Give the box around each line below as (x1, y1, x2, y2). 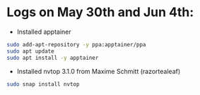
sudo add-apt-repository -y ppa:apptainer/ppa (6, 41, 146, 48)
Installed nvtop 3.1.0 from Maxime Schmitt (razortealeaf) (16, 67, 181, 75)
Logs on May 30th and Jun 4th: (6, 4, 194, 20)
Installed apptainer (16, 27, 71, 36)
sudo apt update (6, 47, 54, 55)
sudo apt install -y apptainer (6, 54, 99, 61)
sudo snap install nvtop (6, 80, 80, 88)
